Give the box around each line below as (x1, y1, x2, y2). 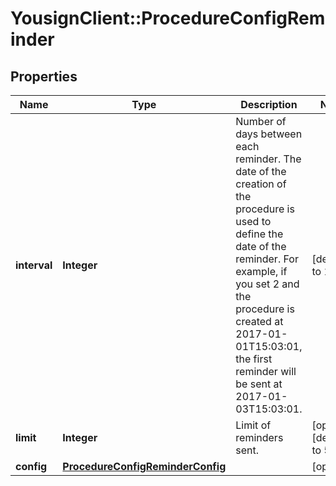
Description (240, 98, 298, 111)
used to (235, 215, 272, 228)
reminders (235, 431, 284, 444)
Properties (10, 68, 78, 85)
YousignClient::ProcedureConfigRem (10, 7, 326, 30)
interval (15, 258, 53, 272)
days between (235, 127, 303, 141)
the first (235, 352, 273, 366)
